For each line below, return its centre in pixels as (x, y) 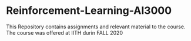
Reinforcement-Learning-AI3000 (89, 11)
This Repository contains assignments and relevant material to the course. (96, 27)
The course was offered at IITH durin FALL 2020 (65, 32)
